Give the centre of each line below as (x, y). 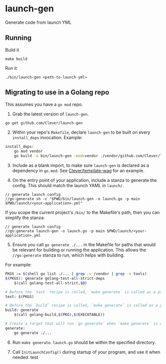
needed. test (25, 357)
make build (16, 59)
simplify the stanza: (25, 218)
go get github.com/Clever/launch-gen (44, 123)
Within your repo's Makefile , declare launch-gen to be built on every (81, 132)
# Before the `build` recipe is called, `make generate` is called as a (82, 306)
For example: (19, 265)
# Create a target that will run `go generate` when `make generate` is (82, 324)
